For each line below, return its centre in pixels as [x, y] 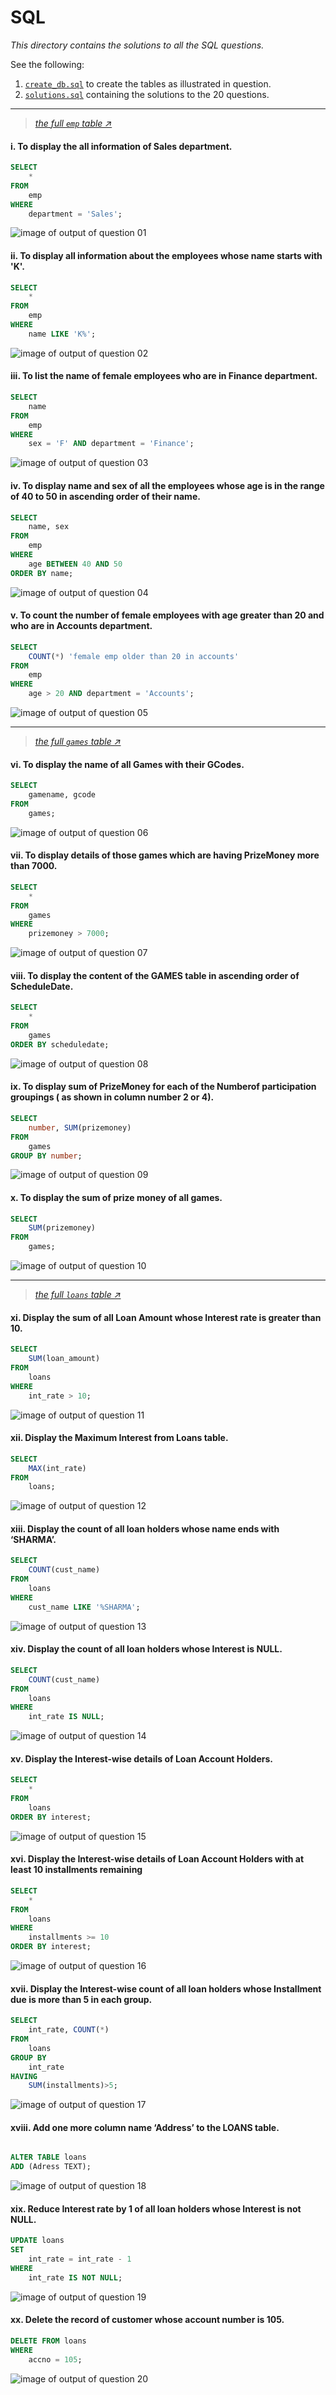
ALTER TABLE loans [48, 2157]
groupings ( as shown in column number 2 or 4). [112, 1097]
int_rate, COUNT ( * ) [69, 2030]
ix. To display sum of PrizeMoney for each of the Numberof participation [163, 1087]
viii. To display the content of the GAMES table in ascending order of [155, 975]
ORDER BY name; [42, 573]
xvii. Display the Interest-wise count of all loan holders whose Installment [166, 1988]
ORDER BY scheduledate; [60, 1044]
